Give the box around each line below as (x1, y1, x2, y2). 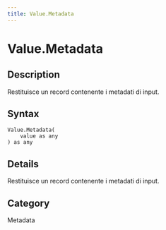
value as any (20, 133, 59, 140)
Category (7, 197, 50, 209)
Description (7, 68, 60, 81)
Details (7, 158, 39, 170)
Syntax (7, 108, 40, 120)
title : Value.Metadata (7, 10, 74, 18)
